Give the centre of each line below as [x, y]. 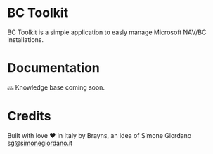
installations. [26, 39]
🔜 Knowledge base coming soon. [56, 87]
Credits [29, 116]
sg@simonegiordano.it [40, 143]
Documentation [54, 68]
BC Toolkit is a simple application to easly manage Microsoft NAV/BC [107, 32]
